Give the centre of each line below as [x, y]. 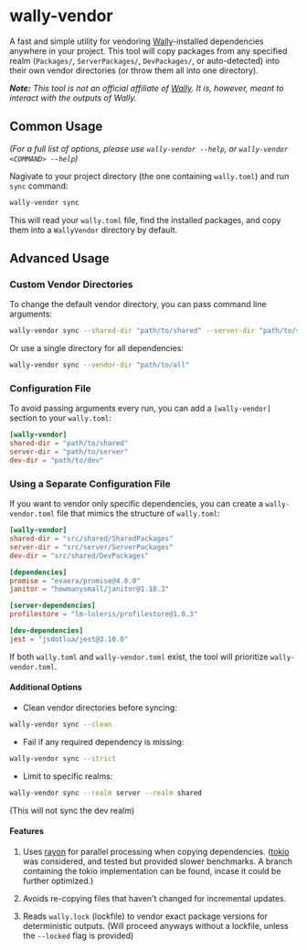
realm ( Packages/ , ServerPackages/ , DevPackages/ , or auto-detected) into [145, 60]
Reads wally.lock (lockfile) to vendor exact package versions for [145, 916]
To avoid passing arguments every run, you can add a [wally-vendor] [140, 409]
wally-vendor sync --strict [63, 758]
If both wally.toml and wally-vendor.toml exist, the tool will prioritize [139, 656]
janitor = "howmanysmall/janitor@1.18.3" [90, 589]
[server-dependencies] [53, 606]
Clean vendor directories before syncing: [100, 707]
